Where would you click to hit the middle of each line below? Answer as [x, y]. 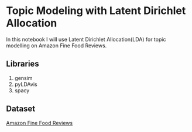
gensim [23, 78]
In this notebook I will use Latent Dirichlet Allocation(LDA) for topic [86, 39]
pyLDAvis [26, 84]
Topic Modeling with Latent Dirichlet [96, 11]
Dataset [21, 109]
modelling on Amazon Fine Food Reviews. [56, 46]
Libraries [23, 64]
